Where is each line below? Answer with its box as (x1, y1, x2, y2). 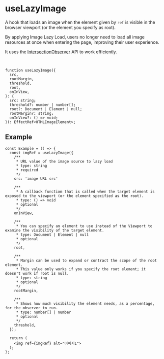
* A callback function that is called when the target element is (16, 189, 155, 194)
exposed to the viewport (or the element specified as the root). (5, 193, 144, 198)
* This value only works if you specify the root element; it (16, 266, 146, 271)
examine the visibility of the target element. (5, 228, 105, 233)
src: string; (9, 98, 36, 103)
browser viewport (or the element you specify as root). (5, 24, 116, 30)
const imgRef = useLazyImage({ (9, 150, 74, 155)
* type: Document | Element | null (16, 232, 89, 237)
